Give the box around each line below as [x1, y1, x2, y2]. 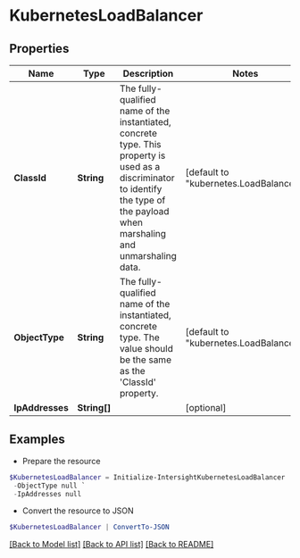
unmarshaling [119, 250, 177, 262]
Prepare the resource [21, 455, 101, 466]
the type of [119, 194, 166, 206]
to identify [119, 183, 162, 195]
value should [119, 343, 174, 354]
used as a [119, 161, 161, 172]
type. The [119, 331, 161, 344]
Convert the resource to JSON [21, 505, 134, 516]
